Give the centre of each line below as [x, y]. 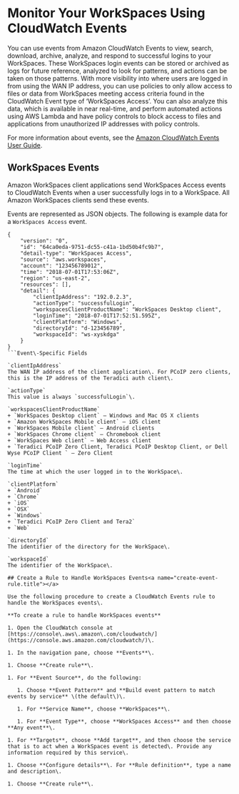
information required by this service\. [68, 753]
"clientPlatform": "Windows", [78, 322]
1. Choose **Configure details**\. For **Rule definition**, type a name [119, 765]
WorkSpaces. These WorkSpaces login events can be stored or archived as [118, 63]
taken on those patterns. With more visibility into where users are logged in [118, 78]
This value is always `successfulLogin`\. [71, 397]
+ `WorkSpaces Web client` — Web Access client [80, 440]
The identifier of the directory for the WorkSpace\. [89, 546]
